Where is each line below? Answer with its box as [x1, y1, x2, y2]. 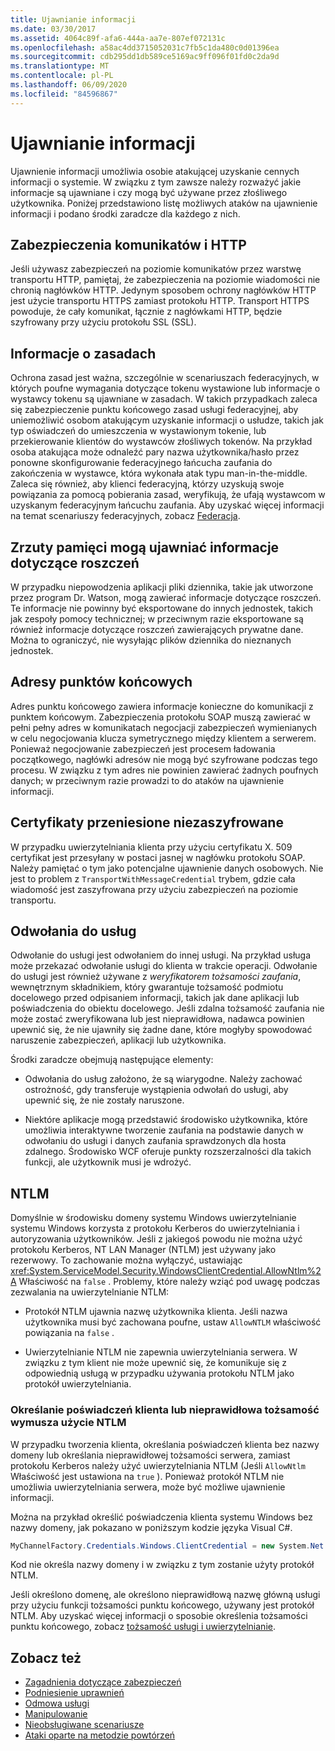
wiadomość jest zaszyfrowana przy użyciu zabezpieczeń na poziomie [10, 883, 299, 895]
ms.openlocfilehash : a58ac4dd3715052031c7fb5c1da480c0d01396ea [10, 42, 280, 53]
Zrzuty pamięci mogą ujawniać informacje [10, 539, 280, 556]
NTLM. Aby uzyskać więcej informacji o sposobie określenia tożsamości [10, 1610, 308, 1622]
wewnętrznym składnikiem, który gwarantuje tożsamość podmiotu [10, 981, 284, 993]
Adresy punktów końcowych [10, 674, 193, 691]
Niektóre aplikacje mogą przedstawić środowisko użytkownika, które [24, 1114, 308, 1126]
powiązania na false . [24, 1327, 115, 1339]
